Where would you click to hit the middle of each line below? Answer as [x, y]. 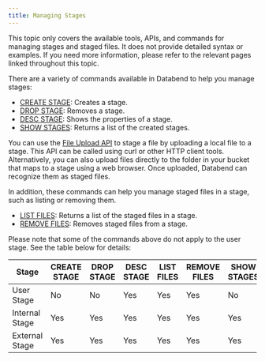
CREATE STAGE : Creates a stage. [73, 102]
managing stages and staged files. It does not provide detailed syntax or [126, 46]
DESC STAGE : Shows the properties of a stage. [96, 118]
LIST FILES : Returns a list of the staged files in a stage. [108, 215]
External [28, 335]
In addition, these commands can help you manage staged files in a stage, [129, 191]
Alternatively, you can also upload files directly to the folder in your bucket [129, 160]
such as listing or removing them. [62, 200]
